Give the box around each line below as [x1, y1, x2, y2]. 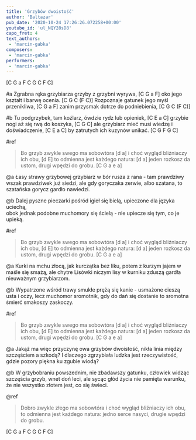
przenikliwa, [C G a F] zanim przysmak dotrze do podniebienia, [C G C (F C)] [6, 103, 191, 110]
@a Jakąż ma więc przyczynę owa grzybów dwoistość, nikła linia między [6, 346, 183, 353]
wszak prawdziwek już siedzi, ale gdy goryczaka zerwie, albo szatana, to [6, 180, 183, 187]
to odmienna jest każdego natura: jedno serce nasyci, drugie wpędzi [20, 411, 185, 418]
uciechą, [6, 204, 27, 211]
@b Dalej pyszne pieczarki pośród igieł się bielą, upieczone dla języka [6, 197, 175, 204]
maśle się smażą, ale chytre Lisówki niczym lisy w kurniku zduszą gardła [6, 269, 181, 276]
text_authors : [6, 36, 41, 42]
